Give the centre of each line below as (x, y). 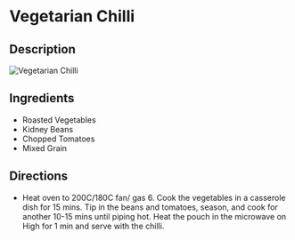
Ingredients (42, 98)
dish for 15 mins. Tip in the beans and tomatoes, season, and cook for (150, 207)
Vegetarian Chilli (72, 16)
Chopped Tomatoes (58, 139)
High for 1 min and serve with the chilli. (93, 226)
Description (42, 49)
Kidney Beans (48, 129)
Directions (39, 176)
